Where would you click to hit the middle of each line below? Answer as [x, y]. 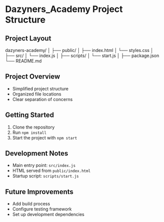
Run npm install [29, 132]
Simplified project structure [40, 88]
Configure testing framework [42, 209]
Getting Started [30, 115]
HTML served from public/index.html [51, 170]
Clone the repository [33, 127]
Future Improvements [39, 192]
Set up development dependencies [48, 214]
